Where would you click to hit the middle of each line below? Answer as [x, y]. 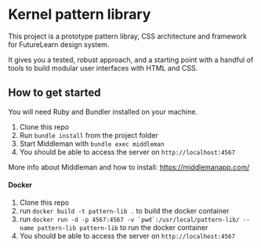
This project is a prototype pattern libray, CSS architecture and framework [128, 36]
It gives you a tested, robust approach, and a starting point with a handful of [131, 60]
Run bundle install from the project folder [89, 135]
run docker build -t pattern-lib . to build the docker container [124, 210]
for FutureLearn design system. [59, 44]
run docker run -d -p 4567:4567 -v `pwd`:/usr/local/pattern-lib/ [129, 219]
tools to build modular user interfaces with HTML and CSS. [103, 67]
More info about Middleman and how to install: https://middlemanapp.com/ [129, 167]
